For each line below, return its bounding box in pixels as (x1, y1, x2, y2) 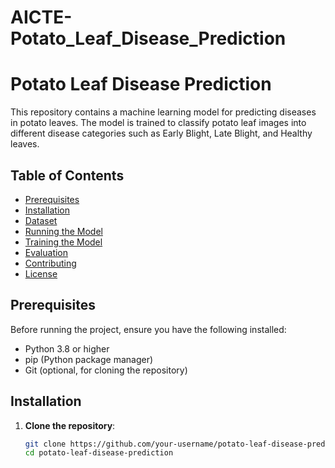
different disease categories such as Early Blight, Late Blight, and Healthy (10, 127, 313, 140)
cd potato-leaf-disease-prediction (24, 448, 174, 458)
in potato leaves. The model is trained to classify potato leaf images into (10, 117, 307, 129)
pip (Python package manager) (24, 353, 154, 365)
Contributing (24, 257, 77, 269)
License (24, 267, 58, 280)
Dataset (24, 214, 58, 226)
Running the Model (24, 225, 103, 237)
